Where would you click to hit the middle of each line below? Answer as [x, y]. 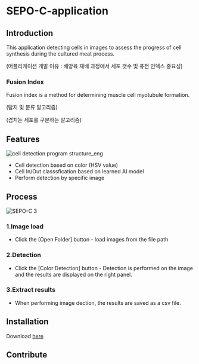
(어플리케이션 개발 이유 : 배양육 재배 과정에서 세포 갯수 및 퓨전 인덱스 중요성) [94, 66]
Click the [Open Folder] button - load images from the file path [91, 240]
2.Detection [24, 255]
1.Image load [25, 227]
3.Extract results [31, 290]
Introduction [30, 33]
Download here [25, 336]
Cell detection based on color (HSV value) [66, 165]
